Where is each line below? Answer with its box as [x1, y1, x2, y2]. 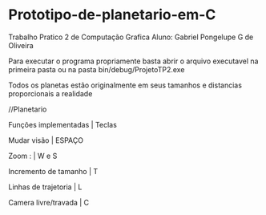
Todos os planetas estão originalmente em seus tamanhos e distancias [8, 80, 243, 90]
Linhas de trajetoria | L [8, 182, 83, 192]
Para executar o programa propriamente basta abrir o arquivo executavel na [8, 56, 259, 66]
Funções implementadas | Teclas [8, 120, 118, 129]
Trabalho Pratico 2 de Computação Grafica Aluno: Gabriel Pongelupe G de [8, 32, 254, 42]
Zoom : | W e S [8, 151, 58, 160]
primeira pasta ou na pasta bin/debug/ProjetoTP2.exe [8, 64, 185, 74]
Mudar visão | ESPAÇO [8, 135, 84, 145]
